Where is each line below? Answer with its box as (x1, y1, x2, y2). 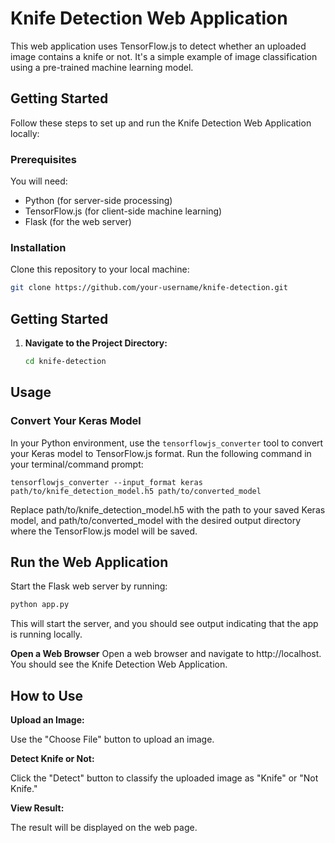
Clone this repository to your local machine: (10, 263, 190, 276)
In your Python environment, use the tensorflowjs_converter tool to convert (10, 437, 324, 449)
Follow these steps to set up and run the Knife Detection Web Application (10, 117, 312, 129)
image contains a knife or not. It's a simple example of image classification (10, 50, 318, 62)
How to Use (10, 687, 84, 704)
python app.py (10, 600, 70, 610)
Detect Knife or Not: (10, 753, 95, 765)
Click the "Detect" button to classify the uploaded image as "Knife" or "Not (10, 772, 319, 784)
